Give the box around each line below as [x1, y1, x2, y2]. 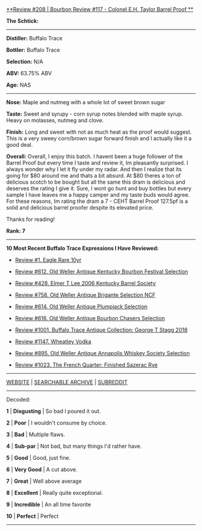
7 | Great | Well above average [6, 477, 82, 485]
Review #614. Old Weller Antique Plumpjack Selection [14, 303, 148, 310]
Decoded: [6, 396, 31, 403]
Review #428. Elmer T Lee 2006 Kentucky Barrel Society [14, 280, 156, 287]
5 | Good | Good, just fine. [6, 455, 71, 461]
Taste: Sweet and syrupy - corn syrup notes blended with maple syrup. [6, 110, 183, 117]
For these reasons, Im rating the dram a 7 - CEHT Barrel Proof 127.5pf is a [6, 197, 188, 205]
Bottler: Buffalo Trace [6, 46, 60, 54]
